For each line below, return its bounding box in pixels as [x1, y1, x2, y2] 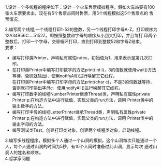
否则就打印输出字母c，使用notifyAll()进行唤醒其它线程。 [12, 85, 123, 91]
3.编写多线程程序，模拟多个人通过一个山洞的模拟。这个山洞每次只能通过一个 [5, 138, 157, 143]
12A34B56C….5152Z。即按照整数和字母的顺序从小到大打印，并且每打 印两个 [5, 33, 157, 38]
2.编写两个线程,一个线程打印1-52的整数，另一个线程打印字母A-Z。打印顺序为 [5, 27, 158, 32]
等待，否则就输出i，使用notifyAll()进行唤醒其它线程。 [12, 73, 118, 79]
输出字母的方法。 [12, 121, 46, 127]
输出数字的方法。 [12, 103, 46, 109]
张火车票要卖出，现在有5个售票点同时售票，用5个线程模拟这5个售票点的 [5, 10, 148, 16]
